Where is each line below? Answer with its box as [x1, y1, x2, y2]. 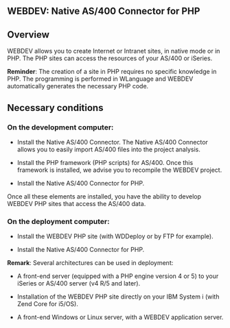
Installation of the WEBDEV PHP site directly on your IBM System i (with [16, 292, 220, 301]
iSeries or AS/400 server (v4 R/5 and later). [16, 279, 141, 288]
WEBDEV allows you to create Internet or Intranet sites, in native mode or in [7, 47, 220, 55]
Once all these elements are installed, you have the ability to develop [7, 192, 201, 201]
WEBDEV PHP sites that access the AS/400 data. [7, 199, 146, 207]
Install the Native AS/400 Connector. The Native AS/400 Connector [16, 138, 208, 146]
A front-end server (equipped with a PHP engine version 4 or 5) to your [16, 272, 219, 280]
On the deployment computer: [7, 216, 110, 226]
